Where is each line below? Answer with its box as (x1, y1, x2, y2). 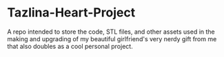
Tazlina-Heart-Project (7, 5, 136, 21)
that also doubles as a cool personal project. (7, 42, 133, 50)
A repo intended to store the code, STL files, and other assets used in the (7, 27, 215, 36)
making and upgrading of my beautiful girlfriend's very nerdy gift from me (7, 34, 217, 43)
